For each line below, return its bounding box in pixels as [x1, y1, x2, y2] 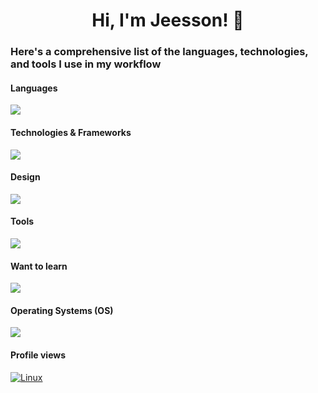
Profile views [10, 349, 67, 361]
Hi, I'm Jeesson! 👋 [91, 9, 245, 32]
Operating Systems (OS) [10, 304, 114, 316]
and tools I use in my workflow [10, 57, 162, 71]
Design [10, 171, 41, 183]
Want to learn [10, 260, 68, 272]
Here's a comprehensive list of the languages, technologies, [10, 45, 309, 59]
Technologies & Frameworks [10, 126, 132, 138]
